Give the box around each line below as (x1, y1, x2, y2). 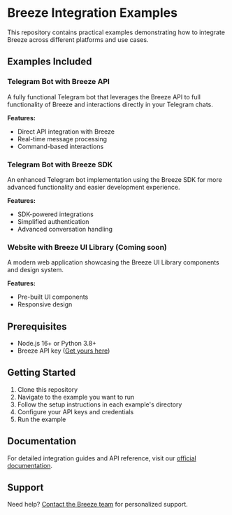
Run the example (17, 415, 66, 423)
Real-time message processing (17, 134, 107, 143)
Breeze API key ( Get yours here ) (17, 346, 110, 355)
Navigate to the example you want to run (17, 393, 135, 401)
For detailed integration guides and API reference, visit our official (7, 453, 197, 463)
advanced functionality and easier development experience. (7, 183, 180, 191)
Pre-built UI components (17, 292, 89, 302)
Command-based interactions (17, 142, 104, 150)
